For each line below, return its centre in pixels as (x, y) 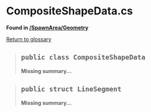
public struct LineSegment (71, 89)
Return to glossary (29, 39)
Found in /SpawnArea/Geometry (47, 28)
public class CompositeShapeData (83, 57)
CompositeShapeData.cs (70, 11)
